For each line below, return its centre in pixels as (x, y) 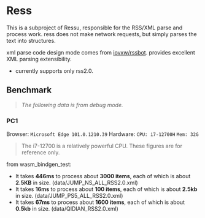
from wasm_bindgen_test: (39, 164)
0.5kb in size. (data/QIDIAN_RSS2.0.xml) (67, 209)
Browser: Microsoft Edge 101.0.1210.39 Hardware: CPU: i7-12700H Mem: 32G (102, 134)
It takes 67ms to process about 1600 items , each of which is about (100, 202)
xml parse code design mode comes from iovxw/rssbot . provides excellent (101, 52)
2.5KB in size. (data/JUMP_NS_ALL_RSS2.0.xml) (76, 183)
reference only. (41, 152)
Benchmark (29, 90)
